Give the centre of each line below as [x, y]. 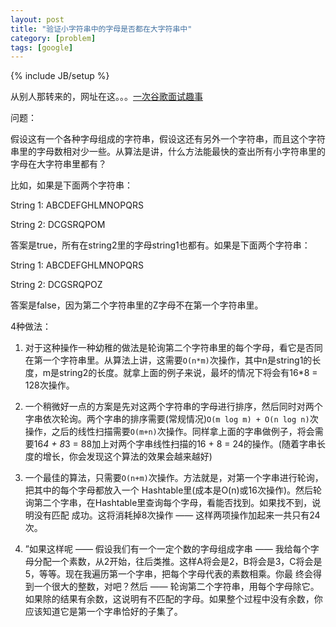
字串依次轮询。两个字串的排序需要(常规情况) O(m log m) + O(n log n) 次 [171, 419]
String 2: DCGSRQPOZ [56, 285]
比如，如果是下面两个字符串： [71, 185]
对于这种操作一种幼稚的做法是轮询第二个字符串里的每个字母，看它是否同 [173, 348]
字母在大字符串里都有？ [58, 164]
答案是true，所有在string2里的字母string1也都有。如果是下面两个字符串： [160, 245]
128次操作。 [49, 385]
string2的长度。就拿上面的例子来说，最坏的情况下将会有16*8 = [188, 373]
